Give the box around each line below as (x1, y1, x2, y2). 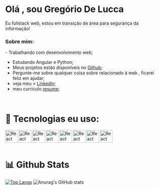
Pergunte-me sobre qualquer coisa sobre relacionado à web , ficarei (12, 70, 154, 76)
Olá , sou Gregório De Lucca (5, 4, 124, 15)
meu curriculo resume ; (12, 86, 60, 92)
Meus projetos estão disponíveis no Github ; (12, 64, 103, 71)
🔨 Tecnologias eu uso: (5, 113, 100, 125)
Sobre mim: (5, 38, 34, 45)
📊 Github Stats (5, 159, 69, 170)
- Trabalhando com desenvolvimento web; (5, 49, 93, 56)
